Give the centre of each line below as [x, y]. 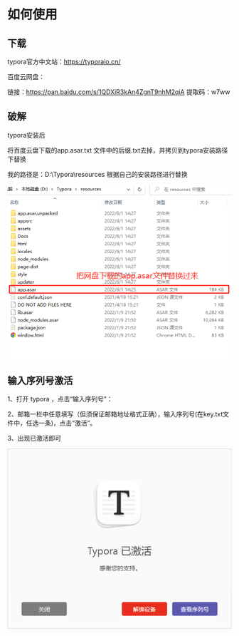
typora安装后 [26, 135]
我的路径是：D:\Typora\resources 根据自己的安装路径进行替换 [97, 174]
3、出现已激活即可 [34, 438]
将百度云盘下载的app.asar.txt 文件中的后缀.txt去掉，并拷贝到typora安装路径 [118, 150]
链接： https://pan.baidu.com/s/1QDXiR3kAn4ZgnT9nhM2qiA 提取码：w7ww [119, 92]
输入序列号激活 [40, 381]
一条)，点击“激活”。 [67, 423]
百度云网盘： [26, 77]
